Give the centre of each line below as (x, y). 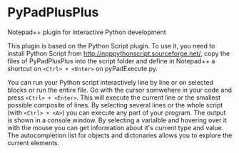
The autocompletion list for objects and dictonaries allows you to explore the (120, 135)
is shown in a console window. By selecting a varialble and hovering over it (117, 120)
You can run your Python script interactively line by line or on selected (111, 82)
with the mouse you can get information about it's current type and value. (116, 127)
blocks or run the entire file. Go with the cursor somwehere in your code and (120, 90)
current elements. (34, 142)
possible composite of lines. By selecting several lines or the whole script (115, 105)
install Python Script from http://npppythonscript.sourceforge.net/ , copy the (119, 53)
